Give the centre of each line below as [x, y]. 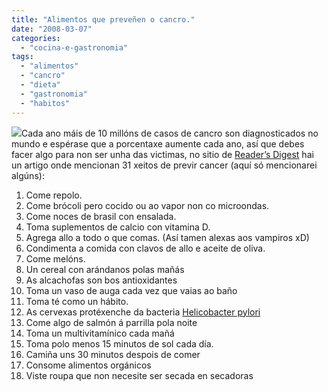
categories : [36, 38]
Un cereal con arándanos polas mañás [105, 269]
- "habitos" [45, 103]
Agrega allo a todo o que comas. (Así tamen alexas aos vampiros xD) [167, 237]
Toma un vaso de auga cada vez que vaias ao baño [131, 290]
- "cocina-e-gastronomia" [74, 47]
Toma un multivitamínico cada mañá [100, 333]
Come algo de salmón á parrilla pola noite [111, 322]
